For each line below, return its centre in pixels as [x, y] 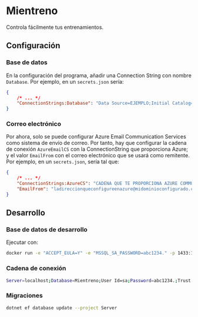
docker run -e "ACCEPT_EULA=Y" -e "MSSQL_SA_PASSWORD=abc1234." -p [91, 253]
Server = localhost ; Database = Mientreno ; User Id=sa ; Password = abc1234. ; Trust [99, 280]
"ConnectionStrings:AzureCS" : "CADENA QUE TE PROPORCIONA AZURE [97, 184]
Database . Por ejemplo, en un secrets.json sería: [65, 81]
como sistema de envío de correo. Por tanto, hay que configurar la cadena [96, 143]
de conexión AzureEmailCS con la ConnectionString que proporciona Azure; [97, 149]
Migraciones [24, 296]
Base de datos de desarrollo [47, 230]
